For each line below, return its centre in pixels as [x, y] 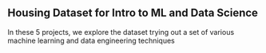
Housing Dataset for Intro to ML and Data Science [133, 13]
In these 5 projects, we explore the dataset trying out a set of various [121, 32]
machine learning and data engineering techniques [91, 40]
